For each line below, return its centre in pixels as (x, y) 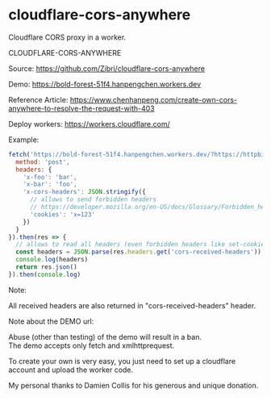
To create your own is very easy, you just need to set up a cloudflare (122, 361)
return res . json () (47, 267)
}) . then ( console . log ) (45, 274)
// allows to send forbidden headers (93, 199)
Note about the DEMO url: (51, 321)
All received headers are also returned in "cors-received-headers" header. (132, 305)
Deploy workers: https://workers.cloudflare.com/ (90, 124)
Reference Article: (38, 99)
